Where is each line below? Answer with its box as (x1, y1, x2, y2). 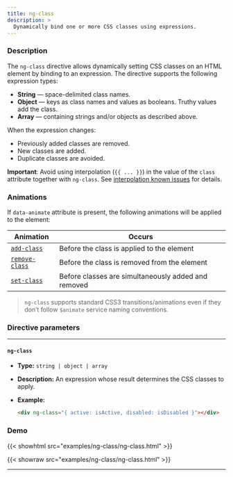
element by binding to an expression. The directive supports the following (7, 69, 218, 77)
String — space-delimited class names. (17, 90, 130, 98)
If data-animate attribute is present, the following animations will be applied (7, 208, 222, 216)
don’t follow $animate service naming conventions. (24, 305, 169, 314)
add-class (10, 244, 43, 252)
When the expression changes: (7, 126, 96, 134)
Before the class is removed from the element (59, 257, 208, 267)
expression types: (7, 76, 58, 85)
